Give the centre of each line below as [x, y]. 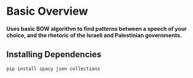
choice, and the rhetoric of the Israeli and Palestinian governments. [94, 35]
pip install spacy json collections [53, 69]
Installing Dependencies [54, 54]
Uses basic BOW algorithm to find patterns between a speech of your [97, 28]
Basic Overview [47, 11]
